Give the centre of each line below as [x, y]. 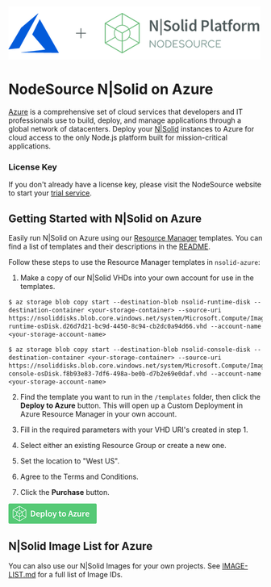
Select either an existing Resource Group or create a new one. [123, 446]
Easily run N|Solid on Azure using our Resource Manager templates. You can [135, 238]
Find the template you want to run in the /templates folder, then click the [140, 397]
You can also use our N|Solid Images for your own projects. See [115, 566]
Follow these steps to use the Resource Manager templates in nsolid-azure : [134, 262]
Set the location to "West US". [70, 461]
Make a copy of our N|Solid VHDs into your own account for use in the [137, 278]
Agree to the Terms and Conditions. [79, 477]
